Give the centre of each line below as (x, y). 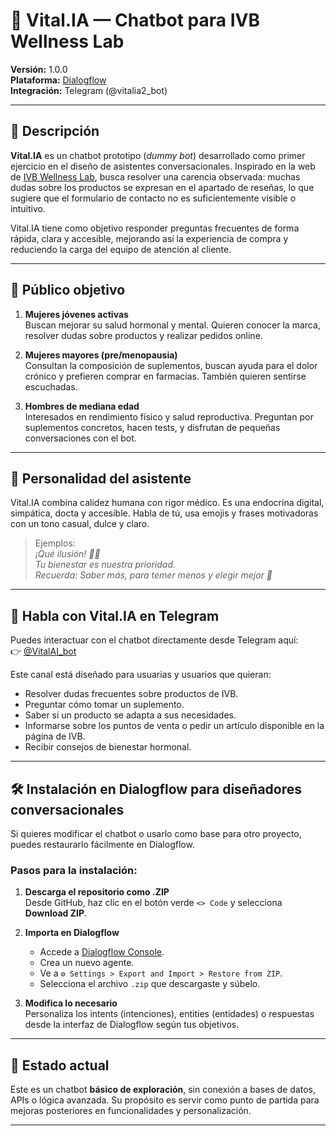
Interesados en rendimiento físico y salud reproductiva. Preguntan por (169, 416)
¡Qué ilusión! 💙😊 (67, 554)
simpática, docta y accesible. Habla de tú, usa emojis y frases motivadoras (164, 513)
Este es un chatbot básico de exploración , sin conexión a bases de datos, (163, 1090)
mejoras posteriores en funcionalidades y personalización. (131, 1111)
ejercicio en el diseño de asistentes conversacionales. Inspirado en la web (163, 166)
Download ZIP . (56, 913)
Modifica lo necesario (71, 1003)
